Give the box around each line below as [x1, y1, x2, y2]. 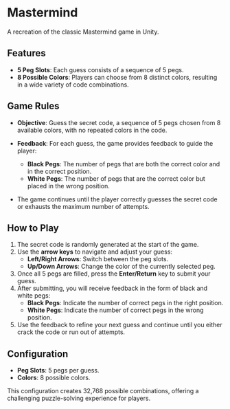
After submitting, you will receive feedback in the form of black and [16, 284, 208, 293]
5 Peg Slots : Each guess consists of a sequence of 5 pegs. [16, 65, 184, 74]
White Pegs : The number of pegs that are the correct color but [27, 174, 206, 183]
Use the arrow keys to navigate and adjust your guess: [16, 247, 173, 256]
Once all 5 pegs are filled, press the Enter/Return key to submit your [16, 269, 211, 278]
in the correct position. [27, 167, 92, 175]
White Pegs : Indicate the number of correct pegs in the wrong [27, 306, 204, 314]
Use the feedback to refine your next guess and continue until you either [16, 321, 223, 329]
